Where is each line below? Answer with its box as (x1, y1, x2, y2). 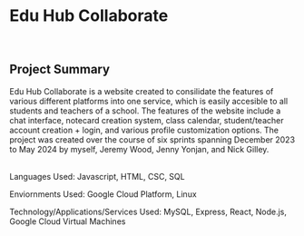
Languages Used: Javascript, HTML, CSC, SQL (9, 171, 185, 182)
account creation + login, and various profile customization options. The (9, 124, 279, 135)
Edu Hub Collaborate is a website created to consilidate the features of (9, 85, 274, 96)
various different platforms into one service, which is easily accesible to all (9, 95, 289, 106)
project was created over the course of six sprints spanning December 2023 (9, 133, 296, 145)
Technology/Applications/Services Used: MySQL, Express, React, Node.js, (9, 206, 288, 217)
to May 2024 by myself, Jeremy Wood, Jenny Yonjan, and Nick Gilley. (9, 143, 270, 154)
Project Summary (9, 62, 111, 77)
